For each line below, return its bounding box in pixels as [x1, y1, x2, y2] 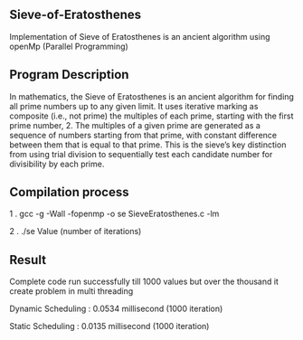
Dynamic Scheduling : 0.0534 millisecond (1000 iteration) [9, 303, 223, 315]
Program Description [9, 67, 129, 82]
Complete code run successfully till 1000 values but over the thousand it [9, 276, 279, 288]
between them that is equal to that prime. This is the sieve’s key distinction [9, 139, 287, 150]
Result [9, 252, 47, 268]
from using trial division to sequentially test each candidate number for [9, 148, 273, 159]
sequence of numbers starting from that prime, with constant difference [9, 129, 278, 140]
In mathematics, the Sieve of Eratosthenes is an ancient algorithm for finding [9, 90, 294, 102]
